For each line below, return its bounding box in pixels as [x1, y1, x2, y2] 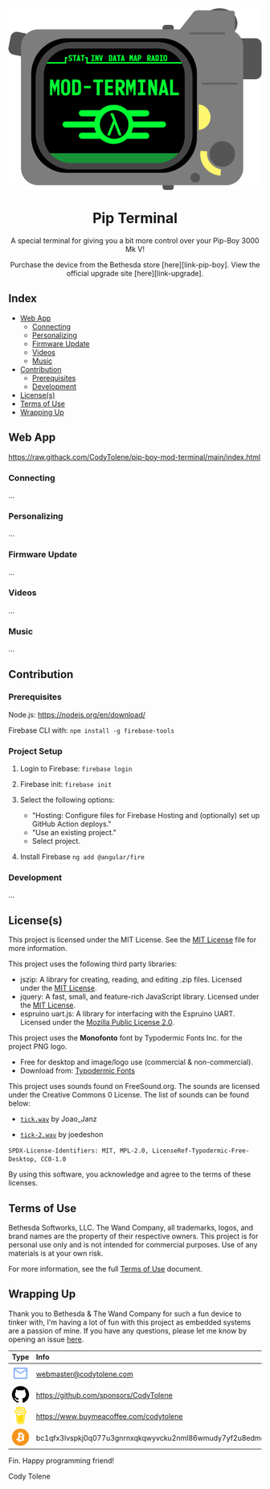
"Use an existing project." [31, 828, 117, 838]
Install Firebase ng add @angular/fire [19, 852, 145, 862]
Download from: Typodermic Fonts [19, 1066, 135, 1076]
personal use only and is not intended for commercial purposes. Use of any [8, 1240, 258, 1250]
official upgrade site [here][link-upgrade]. [66, 269, 204, 278]
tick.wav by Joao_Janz [19, 1115, 98, 1124]
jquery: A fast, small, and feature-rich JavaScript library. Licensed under [19, 992, 260, 1002]
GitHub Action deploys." [31, 819, 112, 829]
